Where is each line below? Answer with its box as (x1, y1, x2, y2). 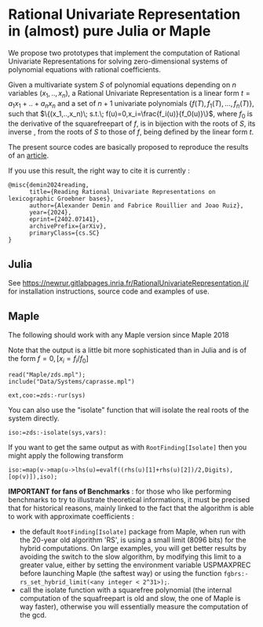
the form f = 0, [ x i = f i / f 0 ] (8, 353, 89, 365)
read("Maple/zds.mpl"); (8, 370, 86, 378)
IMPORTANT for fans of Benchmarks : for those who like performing (8, 487, 232, 496)
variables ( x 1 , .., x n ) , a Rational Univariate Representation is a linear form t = (8, 88, 251, 100)
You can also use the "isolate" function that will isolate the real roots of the (8, 405, 250, 414)
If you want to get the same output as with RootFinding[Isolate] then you (8, 442, 247, 452)
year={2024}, (28, 209, 72, 217)
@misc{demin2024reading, (8, 181, 89, 189)
